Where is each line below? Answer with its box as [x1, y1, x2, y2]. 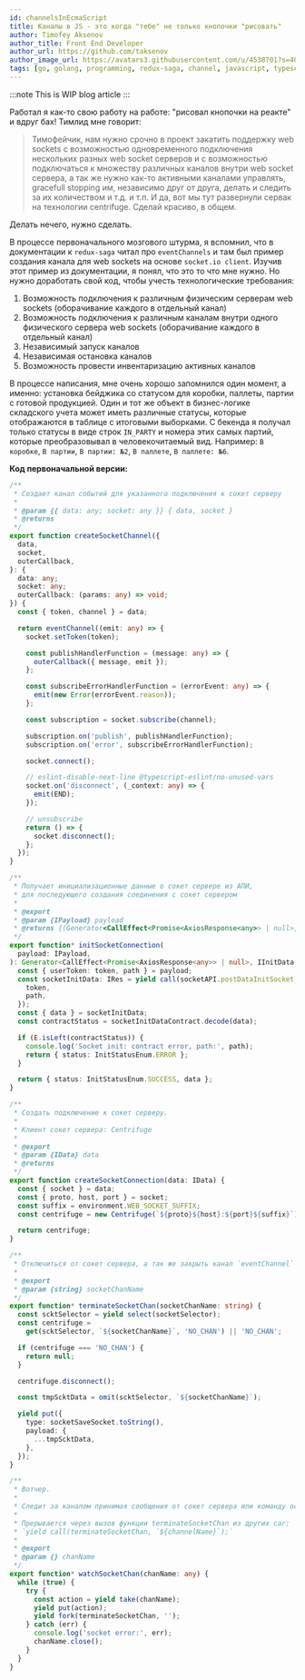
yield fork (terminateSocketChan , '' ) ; [33, 1612, 181, 1621]
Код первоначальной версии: [9, 462, 129, 473]
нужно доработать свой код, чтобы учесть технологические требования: [9, 274, 295, 286]
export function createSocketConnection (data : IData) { [9, 1176, 225, 1185]
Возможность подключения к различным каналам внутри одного [22, 312, 279, 323]
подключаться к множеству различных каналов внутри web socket [31, 163, 293, 174]
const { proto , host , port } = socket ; [17, 1192, 169, 1202]
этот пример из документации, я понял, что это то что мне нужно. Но [9, 265, 280, 276]
